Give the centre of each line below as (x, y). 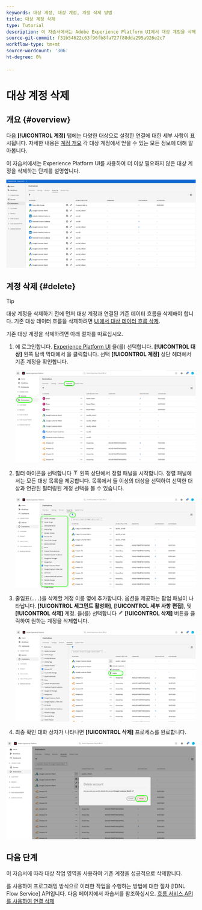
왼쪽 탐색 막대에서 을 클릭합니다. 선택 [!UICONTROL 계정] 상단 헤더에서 (107, 354)
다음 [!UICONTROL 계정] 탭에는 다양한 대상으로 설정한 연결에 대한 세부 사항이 (98, 135)
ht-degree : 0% (24, 57)
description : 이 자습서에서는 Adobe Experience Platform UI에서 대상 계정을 (96, 32)
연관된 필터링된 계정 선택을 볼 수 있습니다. (75, 488)
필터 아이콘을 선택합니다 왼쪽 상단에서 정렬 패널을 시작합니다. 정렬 (95, 473)
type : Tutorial (25, 25)
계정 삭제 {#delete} (41, 286)
